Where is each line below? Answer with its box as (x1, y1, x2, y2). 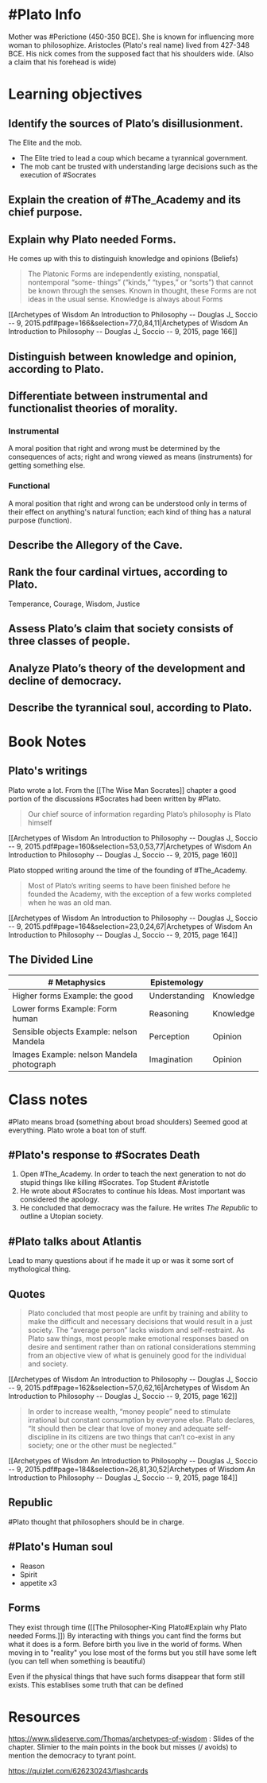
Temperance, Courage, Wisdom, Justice (8, 599, 141, 608)
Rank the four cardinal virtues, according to (8, 565, 228, 579)
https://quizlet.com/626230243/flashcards (8, 1766, 149, 1776)
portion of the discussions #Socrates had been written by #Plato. (8, 794, 222, 803)
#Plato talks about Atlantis (8, 1234, 142, 1248)
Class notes (8, 1090, 88, 1109)
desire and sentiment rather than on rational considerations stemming (27, 1342, 256, 1352)
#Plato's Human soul (8, 1540, 114, 1554)
